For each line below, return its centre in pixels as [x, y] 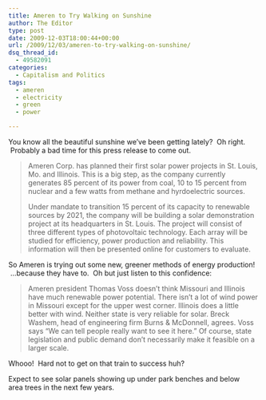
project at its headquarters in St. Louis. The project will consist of [135, 224]
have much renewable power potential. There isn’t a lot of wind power [143, 297]
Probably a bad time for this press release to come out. [101, 150]
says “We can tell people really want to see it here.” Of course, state [140, 331]
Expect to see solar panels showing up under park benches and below [124, 379]
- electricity [39, 97]
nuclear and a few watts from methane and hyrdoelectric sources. [136, 191]
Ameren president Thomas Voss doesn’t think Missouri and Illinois [136, 289]
